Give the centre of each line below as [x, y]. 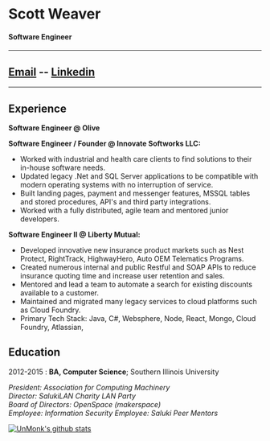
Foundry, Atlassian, [52, 328]
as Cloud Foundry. [50, 310]
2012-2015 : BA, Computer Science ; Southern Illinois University [114, 372]
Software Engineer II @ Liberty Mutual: [74, 235]
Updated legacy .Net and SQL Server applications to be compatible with [139, 176]
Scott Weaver [55, 14]
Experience [37, 108]
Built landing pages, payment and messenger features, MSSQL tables [135, 193]
